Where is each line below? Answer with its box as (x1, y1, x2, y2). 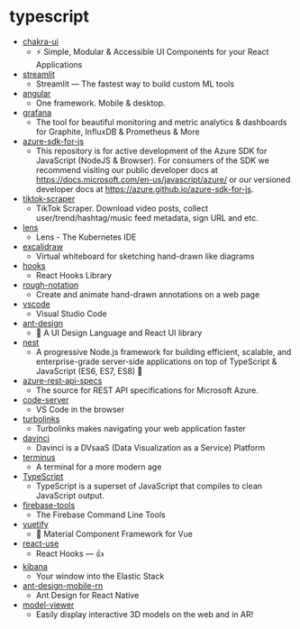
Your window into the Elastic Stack (35, 570, 165, 581)
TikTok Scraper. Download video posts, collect (35, 203, 209, 214)
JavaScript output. (35, 489, 105, 501)
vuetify (22, 518, 50, 529)
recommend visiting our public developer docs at (35, 164, 219, 175)
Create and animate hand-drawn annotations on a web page (35, 288, 260, 299)
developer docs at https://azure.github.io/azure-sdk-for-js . (35, 183, 254, 195)
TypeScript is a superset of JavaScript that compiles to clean (35, 480, 263, 491)
